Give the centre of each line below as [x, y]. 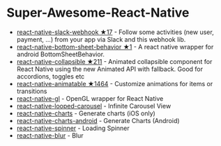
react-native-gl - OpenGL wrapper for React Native [90, 98]
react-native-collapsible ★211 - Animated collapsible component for [114, 61]
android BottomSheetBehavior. [61, 54]
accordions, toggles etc [51, 76]
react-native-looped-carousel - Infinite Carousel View [94, 106]
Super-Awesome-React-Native [98, 13]
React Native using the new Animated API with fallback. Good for [110, 69]
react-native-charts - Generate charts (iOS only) [86, 113]
